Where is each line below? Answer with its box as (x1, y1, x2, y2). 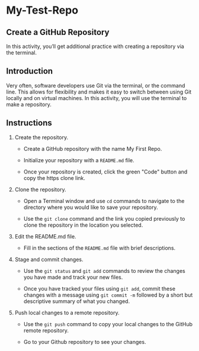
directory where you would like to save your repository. (23, 204, 158, 211)
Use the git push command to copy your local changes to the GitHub (23, 320, 192, 327)
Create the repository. (14, 134, 69, 141)
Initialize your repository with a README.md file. (23, 156, 134, 163)
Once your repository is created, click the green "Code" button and (23, 168, 188, 175)
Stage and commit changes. (14, 256, 84, 263)
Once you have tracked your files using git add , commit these (23, 285, 176, 292)
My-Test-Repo (6, 4, 79, 17)
